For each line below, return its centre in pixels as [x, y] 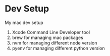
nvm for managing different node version [54, 42]
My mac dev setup [24, 22]
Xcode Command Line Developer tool [51, 32]
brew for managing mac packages [48, 37]
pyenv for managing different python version [58, 48]
